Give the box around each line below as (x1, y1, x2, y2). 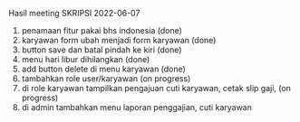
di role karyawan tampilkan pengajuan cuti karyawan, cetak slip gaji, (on (21, 83, 292, 93)
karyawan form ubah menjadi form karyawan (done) (21, 35, 217, 45)
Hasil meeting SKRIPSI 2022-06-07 (8, 8, 140, 18)
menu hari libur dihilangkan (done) (21, 54, 150, 64)
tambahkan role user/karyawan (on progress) (21, 73, 191, 84)
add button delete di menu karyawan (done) (21, 63, 187, 74)
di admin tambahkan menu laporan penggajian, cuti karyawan (21, 102, 253, 112)
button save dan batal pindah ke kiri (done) (21, 44, 182, 55)
